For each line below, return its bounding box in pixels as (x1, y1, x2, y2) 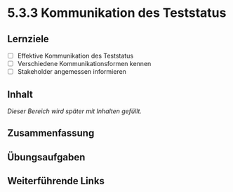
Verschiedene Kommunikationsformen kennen (17, 60, 152, 68)
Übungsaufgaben (7, 151, 86, 163)
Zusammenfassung (7, 127, 95, 139)
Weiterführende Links (7, 175, 105, 187)
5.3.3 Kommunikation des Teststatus (7, 5, 227, 21)
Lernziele (7, 33, 49, 45)
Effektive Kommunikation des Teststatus (17, 51, 134, 60)
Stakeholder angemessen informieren (17, 68, 126, 76)
